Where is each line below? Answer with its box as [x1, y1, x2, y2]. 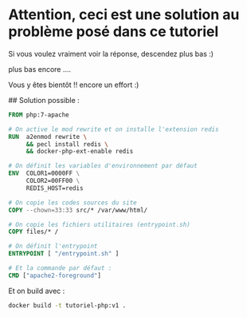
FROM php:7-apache [8, 110, 69, 119]
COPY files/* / [8, 228, 59, 236]
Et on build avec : [8, 286, 65, 295]
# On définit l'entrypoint [8, 242, 98, 251]
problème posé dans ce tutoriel [8, 22, 219, 41]
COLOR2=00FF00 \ [25, 177, 80, 185]
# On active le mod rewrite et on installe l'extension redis [8, 125, 219, 133]
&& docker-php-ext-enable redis [25, 148, 134, 156]
